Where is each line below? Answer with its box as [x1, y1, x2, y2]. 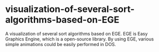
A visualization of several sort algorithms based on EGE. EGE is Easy [5, 30, 148, 36]
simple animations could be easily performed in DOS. [5, 41, 116, 47]
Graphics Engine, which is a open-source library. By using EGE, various [5, 36, 154, 42]
